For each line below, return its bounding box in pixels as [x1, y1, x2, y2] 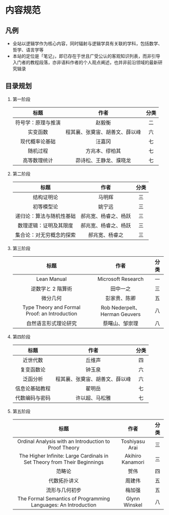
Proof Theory [48, 444, 79, 451]
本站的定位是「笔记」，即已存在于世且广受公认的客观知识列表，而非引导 [12, 53, 160, 59]
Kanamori [121, 459, 145, 466]
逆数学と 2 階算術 [31, 285, 72, 292]
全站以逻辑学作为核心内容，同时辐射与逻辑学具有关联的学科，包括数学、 [12, 41, 162, 46]
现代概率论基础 [20, 138, 56, 145]
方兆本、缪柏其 [85, 147, 121, 154]
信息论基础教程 [15, 385, 51, 392]
